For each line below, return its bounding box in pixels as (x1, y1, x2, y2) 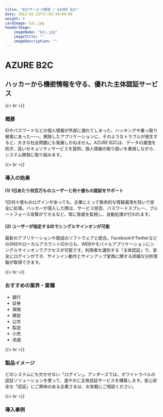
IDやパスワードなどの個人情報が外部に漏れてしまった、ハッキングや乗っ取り (5, 127, 158, 134)
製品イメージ (5, 359, 35, 366)
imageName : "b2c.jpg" (14, 30, 57, 35)
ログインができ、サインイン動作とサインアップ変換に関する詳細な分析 (13, 253, 154, 259)
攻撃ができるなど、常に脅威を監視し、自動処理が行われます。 (30, 211, 153, 217)
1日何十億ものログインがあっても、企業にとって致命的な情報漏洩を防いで (5, 199, 150, 205)
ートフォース (5, 211, 31, 217)
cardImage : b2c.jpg (5, 20, 45, 26)
